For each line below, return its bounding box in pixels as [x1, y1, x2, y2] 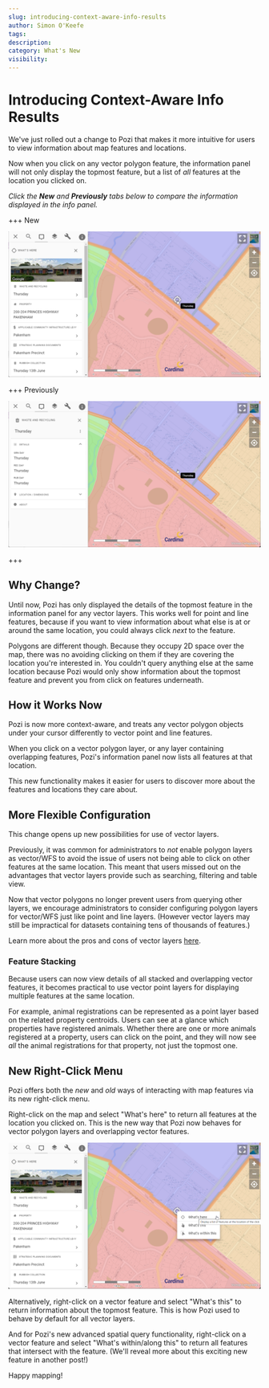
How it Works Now [8, 698, 102, 712]
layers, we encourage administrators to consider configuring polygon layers [8, 904, 259, 913]
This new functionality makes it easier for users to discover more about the [8, 776, 255, 786]
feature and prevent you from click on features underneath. [8, 675, 204, 684]
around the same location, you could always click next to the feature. [8, 625, 236, 635]
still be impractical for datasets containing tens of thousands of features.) [8, 921, 251, 930]
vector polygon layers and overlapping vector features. [8, 1127, 190, 1137]
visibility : [8, 55, 48, 63]
